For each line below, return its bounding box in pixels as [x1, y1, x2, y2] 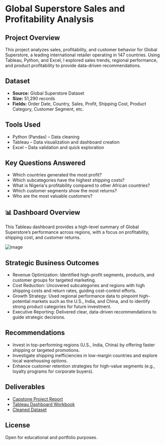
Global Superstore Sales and [5, 3, 125, 14]
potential [12, 298, 31, 304]
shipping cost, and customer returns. [5, 235, 81, 241]
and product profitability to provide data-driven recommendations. [5, 63, 141, 68]
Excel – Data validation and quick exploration [12, 144, 104, 150]
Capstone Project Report [12, 396, 63, 402]
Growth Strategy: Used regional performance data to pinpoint [12, 293, 138, 299]
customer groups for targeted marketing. [12, 277, 96, 283]
